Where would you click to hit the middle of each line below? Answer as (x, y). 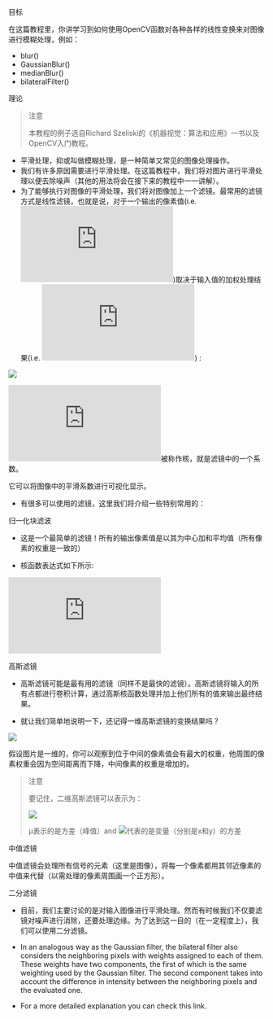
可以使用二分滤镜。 (59, 931)
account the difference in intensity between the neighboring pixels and (139, 982)
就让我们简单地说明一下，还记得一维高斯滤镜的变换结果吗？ (120, 721)
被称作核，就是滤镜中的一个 (207, 459)
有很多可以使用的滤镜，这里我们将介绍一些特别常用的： (113, 503)
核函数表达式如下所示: (57, 565)
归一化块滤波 (30, 520)
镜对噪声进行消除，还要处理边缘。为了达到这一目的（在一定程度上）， (136, 921)
